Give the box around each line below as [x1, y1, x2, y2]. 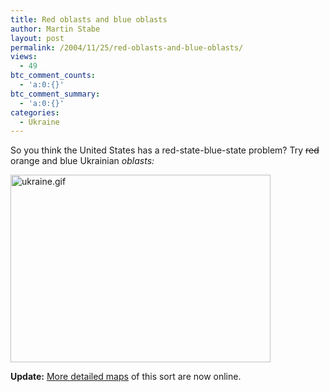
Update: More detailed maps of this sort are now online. [10, 371, 242, 383]
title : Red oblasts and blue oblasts [10, 14, 168, 25]
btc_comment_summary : [10, 89, 101, 99]
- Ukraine [19, 117, 60, 127]
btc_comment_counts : [10, 71, 97, 81]
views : [10, 52, 38, 62]
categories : [10, 107, 60, 118]
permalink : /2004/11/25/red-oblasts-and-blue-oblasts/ [10, 42, 244, 53]
